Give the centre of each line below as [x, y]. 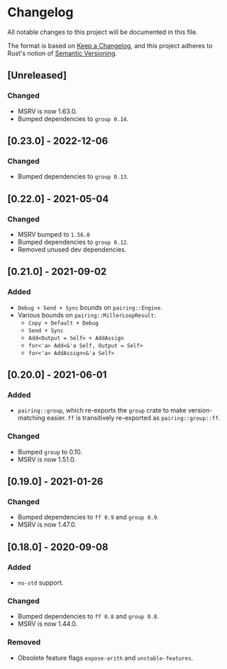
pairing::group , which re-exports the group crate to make [102, 410]
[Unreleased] [37, 75]
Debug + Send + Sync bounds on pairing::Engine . [90, 307]
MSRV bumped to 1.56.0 [54, 234]
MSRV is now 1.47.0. [47, 524]
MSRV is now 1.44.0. [48, 624]
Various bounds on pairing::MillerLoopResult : [87, 315]
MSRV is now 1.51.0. [47, 459]
